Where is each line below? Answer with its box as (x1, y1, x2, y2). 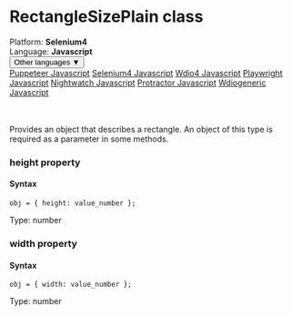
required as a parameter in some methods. (9, 133, 169, 144)
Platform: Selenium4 (9, 36, 88, 47)
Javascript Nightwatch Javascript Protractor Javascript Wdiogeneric (9, 77, 267, 88)
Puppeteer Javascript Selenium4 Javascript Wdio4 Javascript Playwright (9, 67, 284, 78)
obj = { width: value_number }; (9, 280, 132, 290)
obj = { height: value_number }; (9, 199, 136, 208)
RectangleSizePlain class (9, 6, 204, 27)
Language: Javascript (9, 45, 93, 56)
